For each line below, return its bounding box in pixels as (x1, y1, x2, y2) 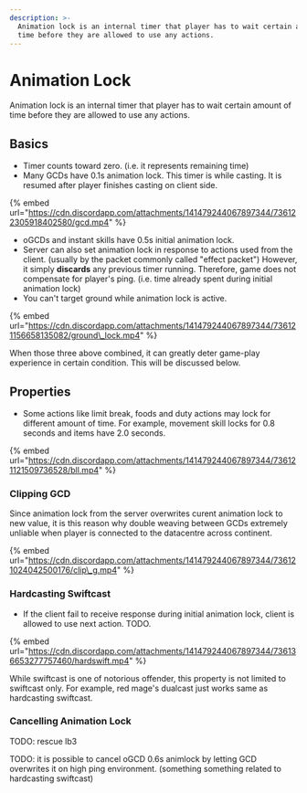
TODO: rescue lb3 (9, 735, 78, 746)
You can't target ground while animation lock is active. (22, 293, 228, 304)
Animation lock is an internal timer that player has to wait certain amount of (9, 100, 292, 111)
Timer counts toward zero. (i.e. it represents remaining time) (22, 161, 249, 172)
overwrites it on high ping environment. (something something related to (9, 763, 281, 774)
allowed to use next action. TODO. (22, 618, 152, 629)
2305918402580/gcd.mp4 (9, 217, 110, 228)
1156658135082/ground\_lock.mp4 (9, 330, 141, 341)
